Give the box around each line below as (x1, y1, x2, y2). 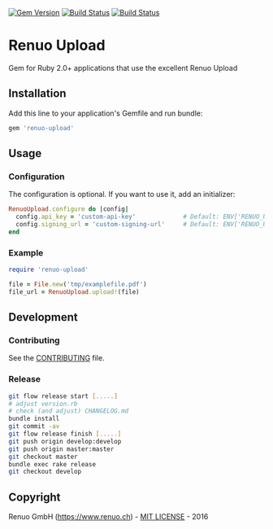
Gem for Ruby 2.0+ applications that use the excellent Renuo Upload (8, 63, 238, 72)
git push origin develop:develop (8, 437, 122, 445)
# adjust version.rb (8, 400, 79, 408)
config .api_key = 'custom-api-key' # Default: (15, 212, 220, 221)
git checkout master (8, 452, 79, 461)
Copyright (8, 490, 61, 504)
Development (8, 310, 79, 325)
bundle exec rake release (8, 460, 96, 468)
